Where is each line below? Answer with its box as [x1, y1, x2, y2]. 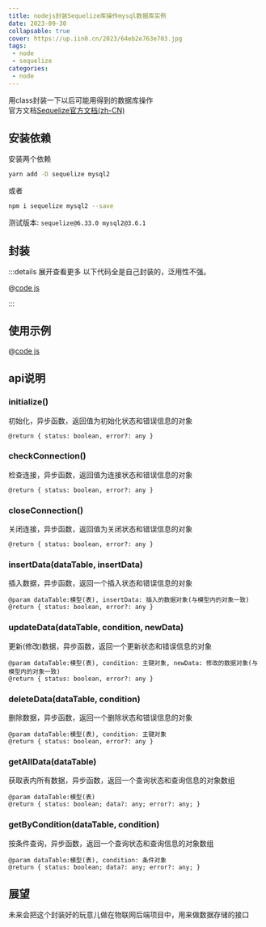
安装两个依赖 [8, 154, 51, 164]
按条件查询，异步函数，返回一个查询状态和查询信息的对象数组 [8, 838, 214, 848]
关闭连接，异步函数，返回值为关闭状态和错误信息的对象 [8, 524, 192, 534]
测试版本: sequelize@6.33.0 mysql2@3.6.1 [8, 218, 146, 227]
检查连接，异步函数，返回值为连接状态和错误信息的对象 [8, 470, 192, 480]
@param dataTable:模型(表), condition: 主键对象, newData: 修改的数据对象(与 [8, 658, 259, 667]
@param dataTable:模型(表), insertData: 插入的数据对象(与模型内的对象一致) [8, 596, 250, 604]
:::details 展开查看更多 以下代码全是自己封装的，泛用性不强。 [8, 267, 211, 276]
